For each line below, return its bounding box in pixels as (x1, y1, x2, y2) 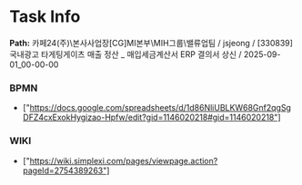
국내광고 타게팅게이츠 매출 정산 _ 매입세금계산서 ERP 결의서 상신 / (9, 48, 243, 60)
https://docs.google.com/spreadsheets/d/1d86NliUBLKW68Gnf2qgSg (29, 102, 291, 113)
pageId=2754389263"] (22, 165, 110, 176)
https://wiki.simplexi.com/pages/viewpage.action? (29, 155, 218, 166)
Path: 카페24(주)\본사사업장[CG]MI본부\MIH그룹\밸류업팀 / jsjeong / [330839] (9, 37, 294, 48)
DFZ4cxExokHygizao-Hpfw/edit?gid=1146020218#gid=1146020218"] (22, 112, 281, 123)
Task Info (9, 6, 81, 27)
